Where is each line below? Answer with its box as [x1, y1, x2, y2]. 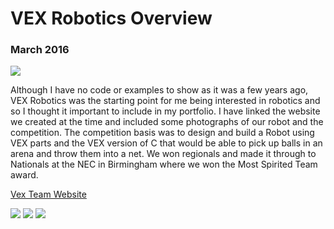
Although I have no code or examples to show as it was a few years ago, [10, 84, 309, 96]
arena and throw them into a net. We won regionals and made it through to [10, 148, 317, 160]
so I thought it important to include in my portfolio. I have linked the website [10, 105, 321, 117]
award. [10, 169, 39, 181]
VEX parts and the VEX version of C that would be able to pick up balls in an [10, 137, 323, 149]
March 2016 [10, 43, 70, 57]
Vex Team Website [10, 188, 87, 201]
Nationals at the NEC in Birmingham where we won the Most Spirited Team [10, 158, 318, 171]
